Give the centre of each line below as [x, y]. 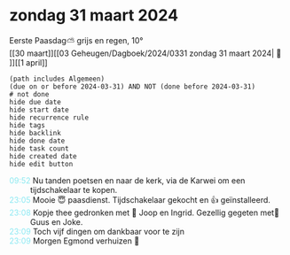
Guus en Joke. [56, 221]
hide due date [35, 102]
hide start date [39, 110]
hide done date [37, 141]
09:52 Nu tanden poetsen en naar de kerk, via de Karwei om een [127, 180]
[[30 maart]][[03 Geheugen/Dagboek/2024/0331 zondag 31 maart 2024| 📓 [145, 53]
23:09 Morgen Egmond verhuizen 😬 [74, 241]
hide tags [27, 125]
